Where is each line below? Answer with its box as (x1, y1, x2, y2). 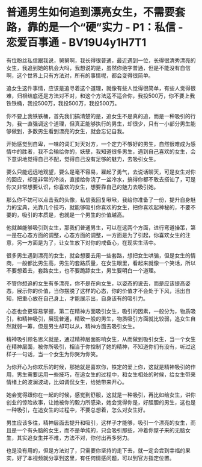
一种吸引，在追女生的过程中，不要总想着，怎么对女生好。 (6, 406, 148, 413)
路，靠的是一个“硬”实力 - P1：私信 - (6, 20, 183, 34)
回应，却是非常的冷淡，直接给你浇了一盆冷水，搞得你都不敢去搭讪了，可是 (11, 175, 196, 183)
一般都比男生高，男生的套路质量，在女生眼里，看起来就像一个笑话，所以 (16, 259, 196, 266)
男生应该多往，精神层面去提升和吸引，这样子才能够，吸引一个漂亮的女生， (6, 419, 191, 426)
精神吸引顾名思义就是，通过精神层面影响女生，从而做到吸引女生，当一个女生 (6, 335, 196, 342)
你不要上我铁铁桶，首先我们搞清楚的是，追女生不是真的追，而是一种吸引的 (6, 112, 191, 119)
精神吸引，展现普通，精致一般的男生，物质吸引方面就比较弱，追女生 (22, 315, 191, 322)
